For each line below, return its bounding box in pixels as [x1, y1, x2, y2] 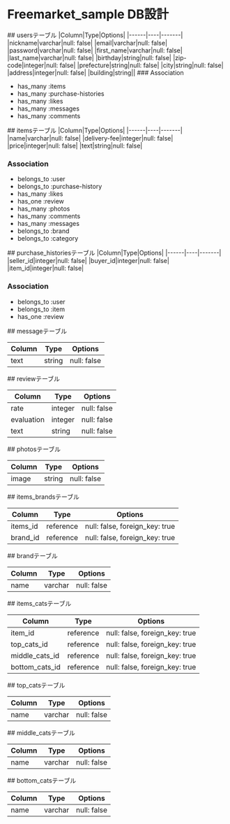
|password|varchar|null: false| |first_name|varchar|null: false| [7, 46, 183, 55]
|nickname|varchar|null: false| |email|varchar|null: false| [7, 38, 168, 47]
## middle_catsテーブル [7, 728, 75, 737]
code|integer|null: [7, 61, 59, 69]
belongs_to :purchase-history [17, 183, 102, 191]
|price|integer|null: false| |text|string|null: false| [7, 141, 143, 150]
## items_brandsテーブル [7, 492, 80, 501]
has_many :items [17, 82, 66, 90]
